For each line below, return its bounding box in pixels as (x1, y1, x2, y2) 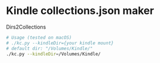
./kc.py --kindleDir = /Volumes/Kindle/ (6, 51, 101, 57)
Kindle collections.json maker (6, 4, 154, 17)
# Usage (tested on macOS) (6, 34, 72, 40)
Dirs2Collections (6, 23, 46, 30)
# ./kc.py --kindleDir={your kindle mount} (6, 40, 114, 46)
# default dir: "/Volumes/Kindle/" (6, 45, 93, 51)
